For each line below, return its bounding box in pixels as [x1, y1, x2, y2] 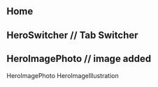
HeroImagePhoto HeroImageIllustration [6, 71, 120, 79]
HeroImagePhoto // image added [6, 53, 152, 65]
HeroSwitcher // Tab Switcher [6, 29, 138, 41]
